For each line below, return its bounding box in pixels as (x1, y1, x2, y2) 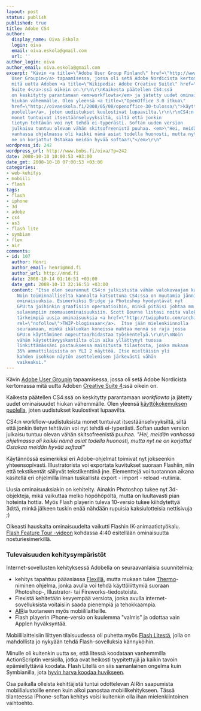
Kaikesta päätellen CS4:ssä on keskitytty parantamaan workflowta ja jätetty (6, 393, 193, 401)
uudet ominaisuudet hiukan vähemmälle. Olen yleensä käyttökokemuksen (6, 400, 187, 407)
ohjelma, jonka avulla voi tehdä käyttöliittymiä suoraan (35, 582, 169, 590)
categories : (6, 165, 36, 171)
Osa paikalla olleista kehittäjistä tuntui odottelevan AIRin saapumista (6, 680, 173, 688)
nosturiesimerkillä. (6, 535, 52, 542)
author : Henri (11, 259, 47, 265)
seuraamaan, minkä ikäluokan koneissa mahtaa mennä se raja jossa (17, 326, 186, 332)
